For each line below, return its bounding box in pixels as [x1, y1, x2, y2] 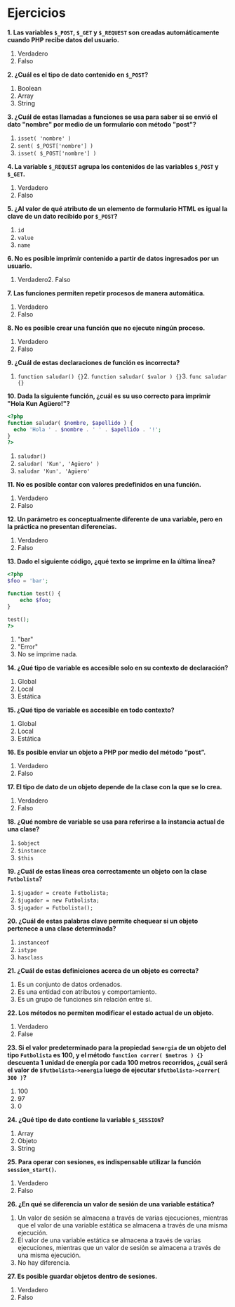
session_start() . [7, 1166, 58, 1174]
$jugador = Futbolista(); [17, 905, 93, 912]
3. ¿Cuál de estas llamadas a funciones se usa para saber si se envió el [7, 113, 217, 121]
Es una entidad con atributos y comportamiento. [17, 988, 157, 996]
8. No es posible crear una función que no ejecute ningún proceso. [7, 324, 206, 332]
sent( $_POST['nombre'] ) [17, 142, 93, 149]
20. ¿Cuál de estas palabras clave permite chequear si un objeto [7, 917, 199, 926]
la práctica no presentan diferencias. [7, 523, 117, 531]
